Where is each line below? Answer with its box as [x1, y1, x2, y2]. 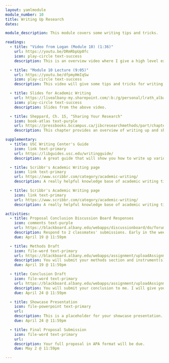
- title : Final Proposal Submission [10, 327, 87, 332]
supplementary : [5, 137, 37, 142]
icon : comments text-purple [14, 220, 73, 226]
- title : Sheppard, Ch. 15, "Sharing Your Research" [10, 114, 123, 119]
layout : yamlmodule [5, 7, 46, 13]
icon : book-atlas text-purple [14, 118, 78, 124]
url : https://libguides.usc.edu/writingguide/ [14, 151, 114, 156]
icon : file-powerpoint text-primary [14, 304, 92, 309]
